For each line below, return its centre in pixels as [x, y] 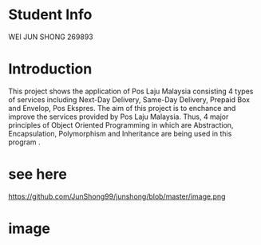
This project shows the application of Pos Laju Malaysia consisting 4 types [131, 91]
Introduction [50, 69]
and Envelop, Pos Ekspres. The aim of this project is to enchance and [122, 108]
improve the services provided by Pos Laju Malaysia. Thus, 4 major [119, 117]
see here [38, 174]
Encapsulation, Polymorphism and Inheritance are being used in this [120, 133]
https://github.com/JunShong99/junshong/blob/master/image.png [117, 196]
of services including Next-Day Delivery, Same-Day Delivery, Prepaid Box [129, 99]
